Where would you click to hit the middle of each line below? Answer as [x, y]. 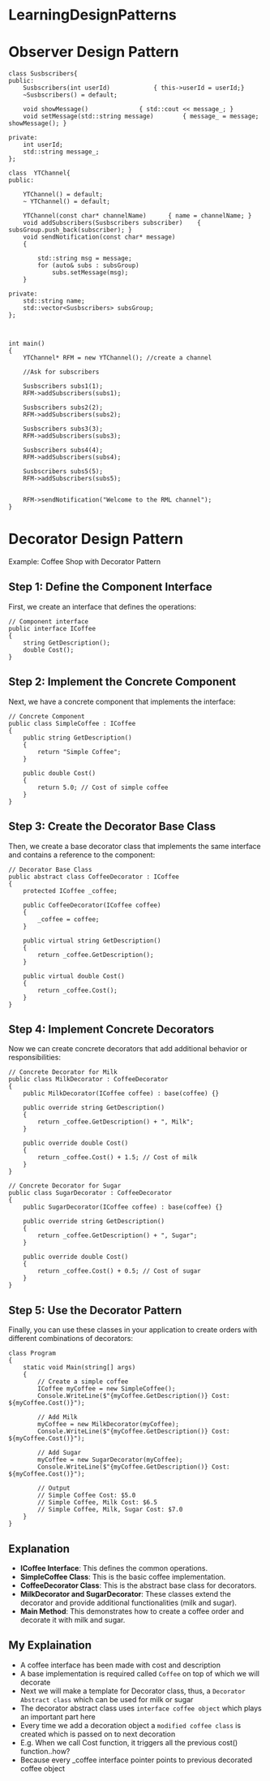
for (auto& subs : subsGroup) [88, 265]
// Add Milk [58, 1417]
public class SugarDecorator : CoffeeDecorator [90, 1193]
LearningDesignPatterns [92, 15]
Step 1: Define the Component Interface [110, 587]
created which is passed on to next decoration [98, 1734]
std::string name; [54, 301]
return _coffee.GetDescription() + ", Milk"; [116, 1122]
